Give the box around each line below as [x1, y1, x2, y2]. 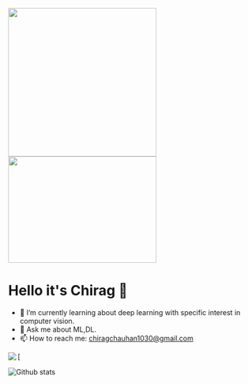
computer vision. [19, 316, 75, 325]
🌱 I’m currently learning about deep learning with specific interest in [19, 307, 241, 317]
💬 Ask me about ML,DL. [19, 325, 97, 334]
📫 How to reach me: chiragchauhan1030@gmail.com [19, 333, 194, 343]
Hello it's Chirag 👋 [8, 282, 128, 300]
